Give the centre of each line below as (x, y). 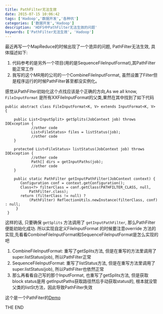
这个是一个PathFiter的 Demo (33, 297)
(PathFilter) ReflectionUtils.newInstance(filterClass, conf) (93, 200)
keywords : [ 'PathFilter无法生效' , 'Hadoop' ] (49, 32)
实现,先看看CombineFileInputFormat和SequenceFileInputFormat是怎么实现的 (82, 234)
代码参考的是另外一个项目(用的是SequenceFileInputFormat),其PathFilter (84, 63)
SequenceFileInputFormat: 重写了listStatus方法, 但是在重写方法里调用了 (84, 263)
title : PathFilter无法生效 (31, 9)
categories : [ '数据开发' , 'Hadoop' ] (40, 23)
